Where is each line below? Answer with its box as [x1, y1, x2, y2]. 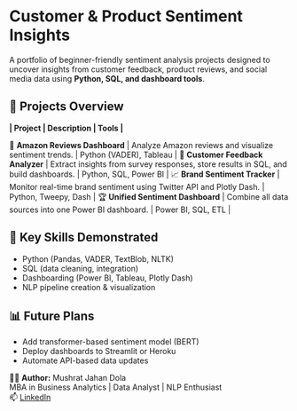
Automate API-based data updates [21, 355, 149, 366]
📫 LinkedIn [9, 392, 51, 403]
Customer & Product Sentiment [9, 6, 244, 27]
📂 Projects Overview [9, 99, 124, 115]
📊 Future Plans [9, 308, 95, 323]
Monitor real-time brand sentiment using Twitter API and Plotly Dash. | [9, 181, 265, 192]
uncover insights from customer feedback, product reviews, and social [9, 64, 268, 75]
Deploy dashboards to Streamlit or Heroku [21, 346, 176, 357]
